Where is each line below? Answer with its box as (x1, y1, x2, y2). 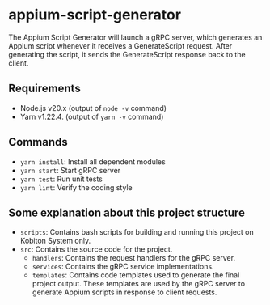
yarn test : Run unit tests (19, 174, 103, 184)
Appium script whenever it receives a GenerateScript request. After (8, 40, 233, 50)
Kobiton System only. (19, 236, 91, 246)
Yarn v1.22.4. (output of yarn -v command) (19, 112, 164, 121)
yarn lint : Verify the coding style (19, 182, 133, 192)
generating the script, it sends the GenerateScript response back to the (8, 49, 246, 59)
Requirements (8, 82, 81, 95)
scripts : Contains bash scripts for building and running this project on (19, 227, 254, 237)
